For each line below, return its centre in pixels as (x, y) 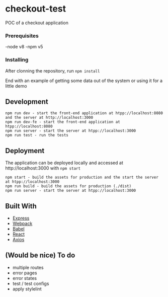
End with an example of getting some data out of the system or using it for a (84, 81)
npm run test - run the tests (37, 135)
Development (27, 101)
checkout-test (36, 9)
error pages (25, 273)
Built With (21, 206)
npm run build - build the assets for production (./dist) (68, 186)
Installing (17, 60)
